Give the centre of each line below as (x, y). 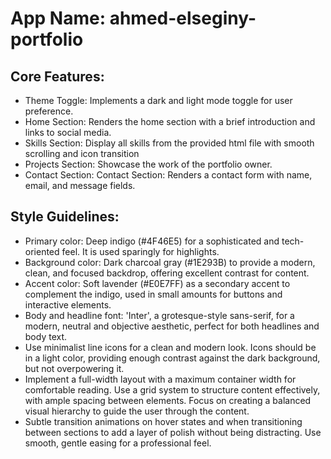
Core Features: (57, 76)
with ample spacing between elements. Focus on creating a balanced (168, 400)
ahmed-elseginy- (183, 18)
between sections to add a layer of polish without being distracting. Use (173, 432)
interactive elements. (68, 304)
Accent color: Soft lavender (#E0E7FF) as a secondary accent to (157, 283)
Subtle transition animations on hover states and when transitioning (163, 421)
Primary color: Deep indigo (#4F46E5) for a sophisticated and (152, 241)
